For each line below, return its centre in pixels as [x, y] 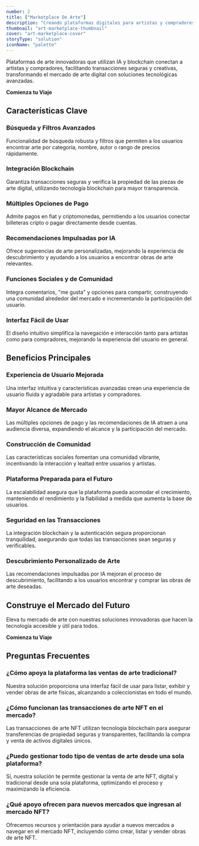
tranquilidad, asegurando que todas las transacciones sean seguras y [91, 539]
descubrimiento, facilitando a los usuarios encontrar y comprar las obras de [99, 580]
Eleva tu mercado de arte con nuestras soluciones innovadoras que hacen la [99, 619]
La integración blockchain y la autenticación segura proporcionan [86, 533]
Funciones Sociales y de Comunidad [60, 279]
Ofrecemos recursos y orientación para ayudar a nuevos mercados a [90, 825]
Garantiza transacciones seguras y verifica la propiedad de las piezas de [95, 181]
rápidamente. [22, 153]
